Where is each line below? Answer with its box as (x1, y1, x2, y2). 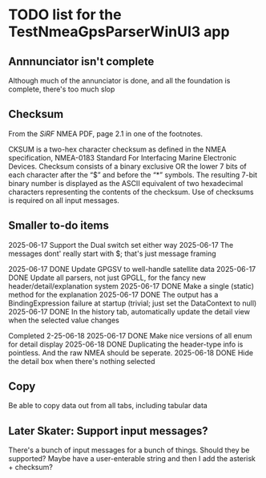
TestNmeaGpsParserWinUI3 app (8, 22, 230, 41)
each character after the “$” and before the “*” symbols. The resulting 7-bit (8, 170, 258, 180)
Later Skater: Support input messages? (8, 423, 208, 438)
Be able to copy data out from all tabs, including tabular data (8, 401, 208, 411)
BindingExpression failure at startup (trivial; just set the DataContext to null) (8, 298, 257, 308)
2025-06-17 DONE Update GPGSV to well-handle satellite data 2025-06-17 (8, 264, 256, 273)
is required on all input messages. (8, 195, 120, 205)
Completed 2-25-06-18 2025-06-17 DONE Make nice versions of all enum (8, 330, 252, 340)
